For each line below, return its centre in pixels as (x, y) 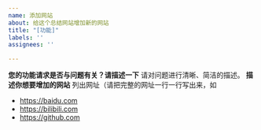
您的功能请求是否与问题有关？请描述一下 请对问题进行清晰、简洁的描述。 (126, 75)
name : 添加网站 (31, 15)
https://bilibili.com (49, 109)
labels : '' (26, 37)
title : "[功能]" (33, 30)
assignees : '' (31, 45)
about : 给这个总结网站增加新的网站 (59, 23)
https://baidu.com (48, 101)
